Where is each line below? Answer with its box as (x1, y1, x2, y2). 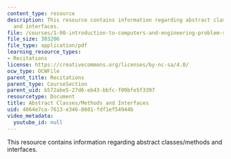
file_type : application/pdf (7, 42, 88, 49)
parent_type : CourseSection (7, 81, 88, 87)
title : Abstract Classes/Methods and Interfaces (7, 100, 149, 107)
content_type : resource (7, 10, 76, 17)
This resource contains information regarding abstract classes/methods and (7, 138, 223, 146)
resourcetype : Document (7, 94, 76, 100)
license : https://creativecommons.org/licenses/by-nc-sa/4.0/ (7, 61, 189, 68)
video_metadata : (7, 112, 54, 119)
